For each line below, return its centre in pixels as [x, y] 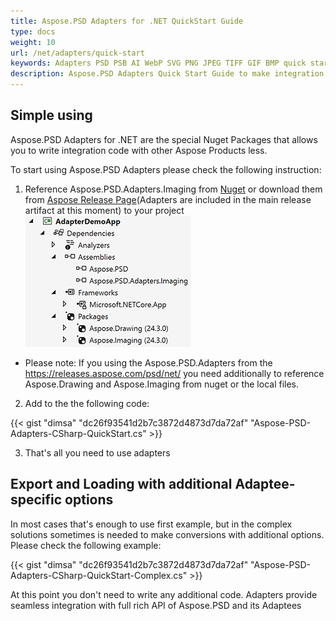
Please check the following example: [86, 545]
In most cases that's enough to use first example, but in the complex [151, 524]
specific [36, 500]
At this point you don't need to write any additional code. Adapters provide [164, 594]
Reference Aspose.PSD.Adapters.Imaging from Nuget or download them [173, 189]
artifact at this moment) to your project [104, 210]
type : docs [33, 31]
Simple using [51, 115]
